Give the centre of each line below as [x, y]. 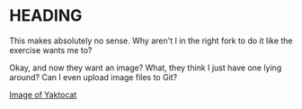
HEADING [46, 16]
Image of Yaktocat [43, 95]
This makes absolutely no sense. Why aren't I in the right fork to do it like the [151, 41]
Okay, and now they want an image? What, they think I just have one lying [146, 68]
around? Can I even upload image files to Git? [93, 77]
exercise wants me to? [51, 50]
